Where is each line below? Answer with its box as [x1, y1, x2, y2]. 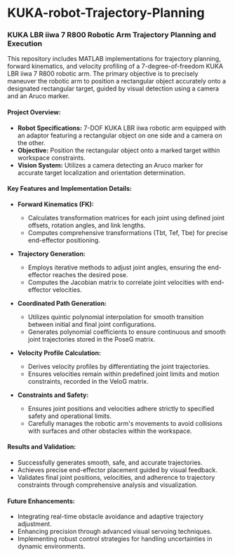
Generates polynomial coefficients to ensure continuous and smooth [27, 328, 226, 336]
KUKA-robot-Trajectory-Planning [7, 5, 205, 21]
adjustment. [17, 520, 53, 528]
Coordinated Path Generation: [17, 299, 107, 307]
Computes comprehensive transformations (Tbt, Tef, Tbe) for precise [27, 228, 228, 236]
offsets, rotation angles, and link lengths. [27, 221, 146, 229]
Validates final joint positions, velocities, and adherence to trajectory [17, 474, 215, 482]
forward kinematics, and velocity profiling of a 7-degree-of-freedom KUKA [7, 62, 223, 71]
